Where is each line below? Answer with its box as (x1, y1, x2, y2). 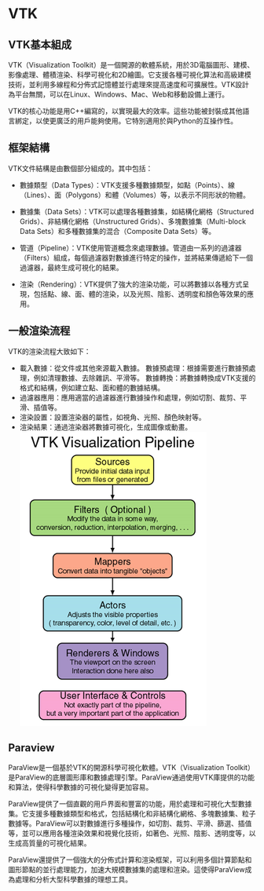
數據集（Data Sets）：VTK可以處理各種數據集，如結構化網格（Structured (19, 206, 255, 216)
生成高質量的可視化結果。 (8, 838, 91, 848)
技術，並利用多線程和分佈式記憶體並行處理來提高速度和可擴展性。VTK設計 (8, 80, 250, 89)
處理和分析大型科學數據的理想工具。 (14, 875, 132, 884)
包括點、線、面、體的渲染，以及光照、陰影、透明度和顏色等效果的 (33, 289, 247, 298)
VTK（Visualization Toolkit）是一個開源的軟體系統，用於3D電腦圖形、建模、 (8, 60, 255, 69)
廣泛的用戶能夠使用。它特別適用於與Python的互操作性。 (56, 116, 238, 126)
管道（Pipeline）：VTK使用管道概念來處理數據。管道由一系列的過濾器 (19, 243, 242, 252)
